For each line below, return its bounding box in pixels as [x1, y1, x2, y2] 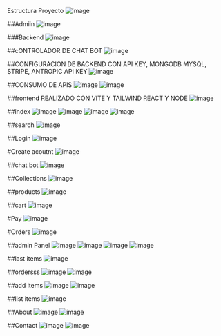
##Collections [7, 175, 47, 182]
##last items [7, 255, 43, 262]
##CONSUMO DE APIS [7, 81, 73, 89]
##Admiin [7, 20, 35, 28]
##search [7, 121, 35, 129]
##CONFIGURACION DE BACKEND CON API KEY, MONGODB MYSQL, [7, 60, 207, 68]
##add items [7, 281, 44, 289]
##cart [7, 201, 26, 209]
